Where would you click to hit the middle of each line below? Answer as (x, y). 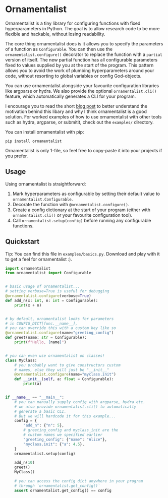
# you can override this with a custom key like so (61, 328)
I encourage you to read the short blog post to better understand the (76, 106)
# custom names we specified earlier (63, 435)
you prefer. (17, 156)
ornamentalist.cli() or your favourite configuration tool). (72, 215)
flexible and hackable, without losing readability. (55, 34)
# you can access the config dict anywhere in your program (79, 481)
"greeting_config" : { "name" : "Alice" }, (65, 440)
